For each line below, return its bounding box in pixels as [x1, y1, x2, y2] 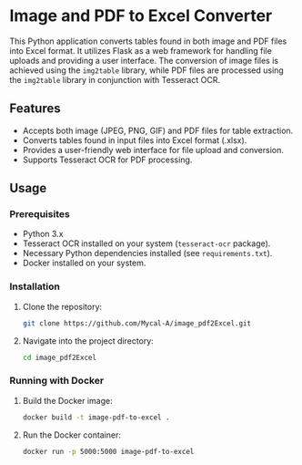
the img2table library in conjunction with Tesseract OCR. [9, 74, 221, 85]
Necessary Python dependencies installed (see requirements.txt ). [22, 248, 273, 259]
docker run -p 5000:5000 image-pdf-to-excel [22, 447, 195, 456]
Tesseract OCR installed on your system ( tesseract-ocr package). [22, 238, 271, 249]
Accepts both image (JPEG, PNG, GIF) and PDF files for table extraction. [22, 125, 294, 136]
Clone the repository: [22, 301, 103, 312]
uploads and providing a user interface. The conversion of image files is [9, 55, 279, 66]
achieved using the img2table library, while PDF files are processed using [9, 65, 284, 76]
